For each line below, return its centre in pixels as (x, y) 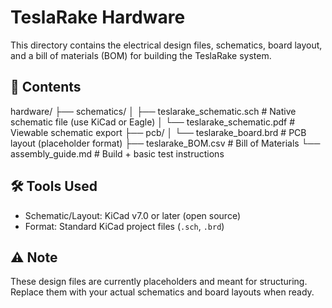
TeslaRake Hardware (98, 17)
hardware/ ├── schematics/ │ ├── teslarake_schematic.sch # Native (153, 111)
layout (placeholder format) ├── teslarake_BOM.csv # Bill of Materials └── (165, 143)
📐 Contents (46, 87)
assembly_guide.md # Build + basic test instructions (117, 153)
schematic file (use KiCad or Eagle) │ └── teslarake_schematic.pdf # (153, 122)
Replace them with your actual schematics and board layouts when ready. (162, 292)
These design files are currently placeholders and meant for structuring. (159, 282)
